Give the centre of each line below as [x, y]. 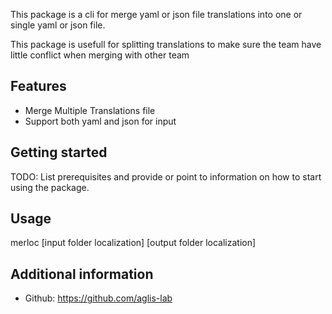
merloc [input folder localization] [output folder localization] [133, 243]
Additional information [82, 274]
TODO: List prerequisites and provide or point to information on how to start [166, 176]
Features [38, 86]
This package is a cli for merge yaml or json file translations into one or [156, 14]
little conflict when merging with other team [100, 55]
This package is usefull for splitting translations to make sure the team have [166, 44]
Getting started [59, 152]
